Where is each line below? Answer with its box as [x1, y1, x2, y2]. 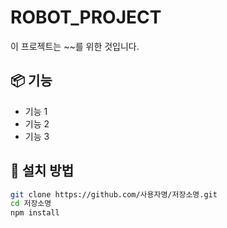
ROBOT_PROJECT [10, 6, 162, 29]
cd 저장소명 [10, 199, 52, 209]
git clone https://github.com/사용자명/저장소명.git [10, 189, 218, 200]
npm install [10, 208, 60, 218]
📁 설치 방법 [10, 162, 75, 180]
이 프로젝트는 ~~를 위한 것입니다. [10, 40, 140, 52]
